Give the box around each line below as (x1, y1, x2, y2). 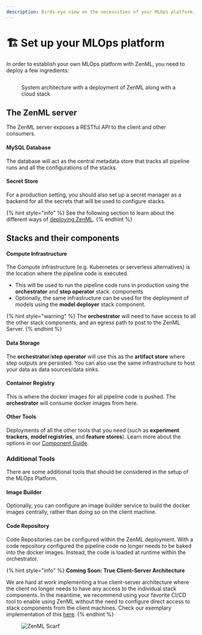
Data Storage (6, 339, 40, 347)
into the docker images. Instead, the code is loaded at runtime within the (6, 549, 186, 556)
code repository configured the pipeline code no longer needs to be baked (6, 542, 192, 549)
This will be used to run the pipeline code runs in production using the (14, 282, 189, 289)
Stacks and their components (6, 233, 119, 244)
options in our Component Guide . (6, 439, 89, 446)
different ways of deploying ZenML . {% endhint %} (6, 215, 133, 223)
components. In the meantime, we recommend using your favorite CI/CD (6, 591, 187, 599)
